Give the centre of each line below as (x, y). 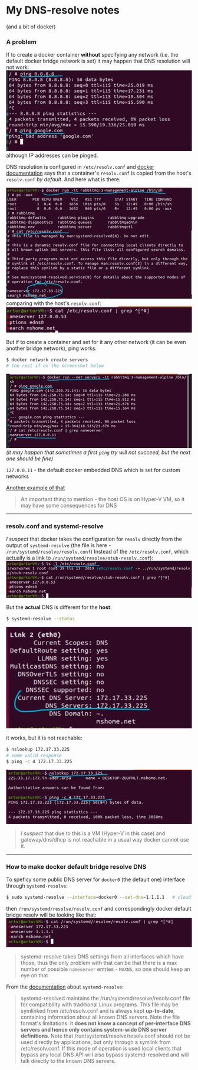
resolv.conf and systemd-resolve (55, 526)
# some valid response (34, 755)
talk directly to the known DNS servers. (68, 1061)
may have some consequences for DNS (69, 505)
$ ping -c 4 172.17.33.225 (39, 762)
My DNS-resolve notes (63, 10)
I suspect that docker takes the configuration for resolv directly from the (94, 539)
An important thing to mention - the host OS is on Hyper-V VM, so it (103, 499)
